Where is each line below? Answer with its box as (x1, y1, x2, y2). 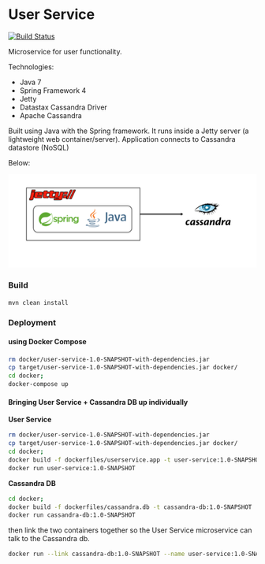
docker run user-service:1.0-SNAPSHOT (8, 464, 136, 472)
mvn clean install (8, 299, 69, 306)
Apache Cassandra (19, 110, 83, 120)
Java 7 (19, 77, 42, 87)
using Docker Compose (8, 336, 87, 346)
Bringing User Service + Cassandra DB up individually (8, 397, 188, 406)
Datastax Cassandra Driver (19, 102, 108, 112)
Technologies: (8, 61, 54, 72)
